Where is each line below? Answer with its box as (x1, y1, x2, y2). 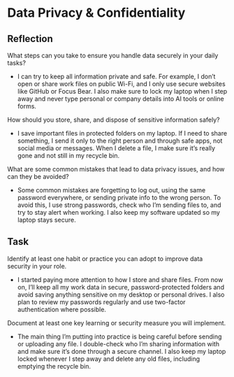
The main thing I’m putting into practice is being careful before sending (17, 332, 222, 341)
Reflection (7, 33, 54, 45)
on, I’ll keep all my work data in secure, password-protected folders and (17, 283, 225, 291)
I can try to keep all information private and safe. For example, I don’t (17, 72, 216, 80)
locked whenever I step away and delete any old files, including (17, 355, 200, 363)
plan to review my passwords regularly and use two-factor (17, 297, 187, 306)
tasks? (7, 59, 27, 67)
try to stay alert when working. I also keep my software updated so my (17, 208, 220, 216)
